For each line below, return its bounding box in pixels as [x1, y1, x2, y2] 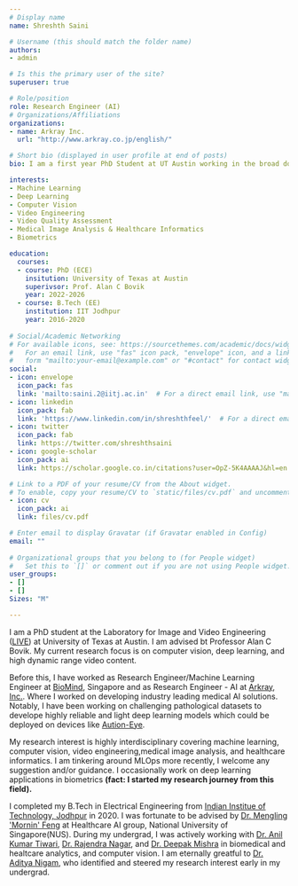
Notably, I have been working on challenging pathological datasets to [9, 700, 262, 710]
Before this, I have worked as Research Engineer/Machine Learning [9, 671, 255, 683]
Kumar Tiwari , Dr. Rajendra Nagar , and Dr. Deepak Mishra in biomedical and [9, 838, 286, 849]
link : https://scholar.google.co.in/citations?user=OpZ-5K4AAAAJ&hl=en [17, 463, 288, 473]
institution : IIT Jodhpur [25, 307, 122, 316]
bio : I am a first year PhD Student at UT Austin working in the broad [9, 160, 279, 169]
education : [9, 249, 50, 258]
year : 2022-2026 [25, 290, 86, 300]
